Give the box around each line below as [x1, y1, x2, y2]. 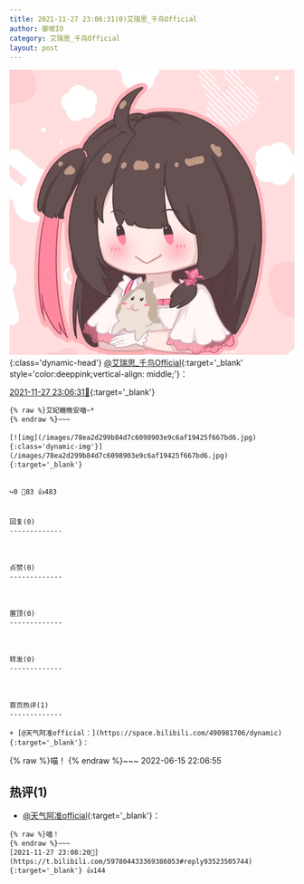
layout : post [9, 43, 59, 53]
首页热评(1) [9, 701, 50, 710]
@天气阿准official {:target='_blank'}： [22, 811, 161, 822]
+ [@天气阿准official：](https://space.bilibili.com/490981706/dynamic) [9, 729, 282, 738]
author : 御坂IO [9, 24, 64, 34]
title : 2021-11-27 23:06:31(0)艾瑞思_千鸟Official [9, 14, 197, 24]
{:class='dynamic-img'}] [9, 442, 103, 452]
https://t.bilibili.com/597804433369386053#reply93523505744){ [9, 857, 253, 867]
